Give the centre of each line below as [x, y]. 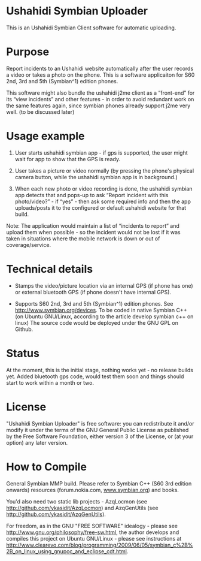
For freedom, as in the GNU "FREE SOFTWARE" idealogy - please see [92, 526]
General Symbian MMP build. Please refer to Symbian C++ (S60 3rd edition [99, 483]
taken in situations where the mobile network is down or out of [83, 239]
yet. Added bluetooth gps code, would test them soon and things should [95, 376]
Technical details [50, 269]
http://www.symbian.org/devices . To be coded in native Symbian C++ [101, 310]
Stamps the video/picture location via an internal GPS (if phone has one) [104, 285]
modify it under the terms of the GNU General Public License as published [98, 430]
